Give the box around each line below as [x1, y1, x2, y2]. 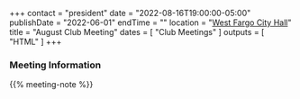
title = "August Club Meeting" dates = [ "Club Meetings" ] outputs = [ [9, 27, 265, 37]
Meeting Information [9, 58, 102, 71]
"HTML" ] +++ [9, 36, 62, 47]
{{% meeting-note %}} [9, 79, 94, 90]
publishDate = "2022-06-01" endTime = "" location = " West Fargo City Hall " [9, 17, 292, 28]
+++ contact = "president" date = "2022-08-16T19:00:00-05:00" [9, 8, 251, 18]
